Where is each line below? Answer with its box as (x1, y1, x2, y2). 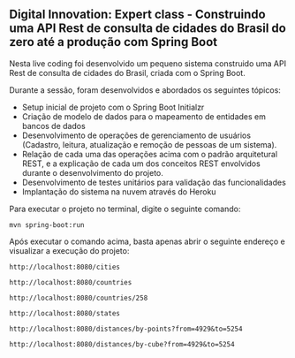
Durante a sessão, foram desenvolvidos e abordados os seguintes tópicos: (9, 84, 281, 95)
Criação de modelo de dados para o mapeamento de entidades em (21, 110, 267, 122)
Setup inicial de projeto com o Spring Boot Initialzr (21, 102, 205, 112)
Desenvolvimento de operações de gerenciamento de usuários (21, 130, 252, 141)
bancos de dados (21, 120, 86, 131)
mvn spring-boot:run (9, 220, 86, 229)
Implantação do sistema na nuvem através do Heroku (21, 186, 216, 197)
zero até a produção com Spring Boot (9, 34, 218, 50)
